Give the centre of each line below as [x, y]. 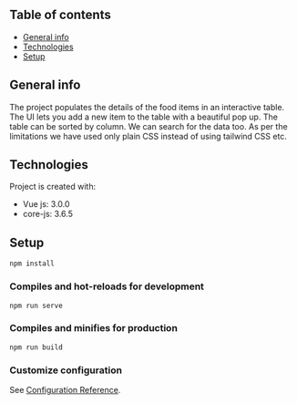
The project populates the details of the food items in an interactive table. [147, 107]
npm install [32, 264]
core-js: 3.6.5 [47, 214]
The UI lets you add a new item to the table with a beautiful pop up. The [143, 117]
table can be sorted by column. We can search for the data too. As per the [149, 126]
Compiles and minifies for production [93, 328]
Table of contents [60, 15]
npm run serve [36, 306]
